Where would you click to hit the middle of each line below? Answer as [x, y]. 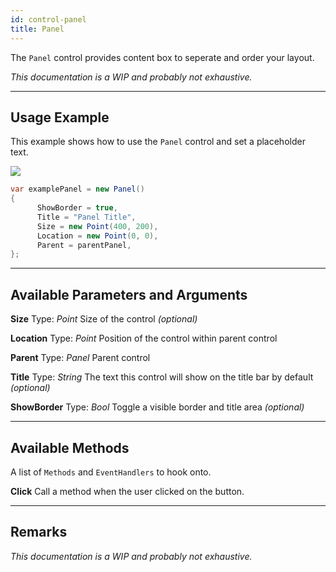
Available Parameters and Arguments [129, 294]
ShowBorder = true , [77, 208]
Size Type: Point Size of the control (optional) [104, 319]
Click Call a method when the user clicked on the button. [127, 491]
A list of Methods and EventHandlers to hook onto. [111, 472]
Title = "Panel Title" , [86, 217]
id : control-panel [48, 19]
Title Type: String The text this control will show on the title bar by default [162, 377]
